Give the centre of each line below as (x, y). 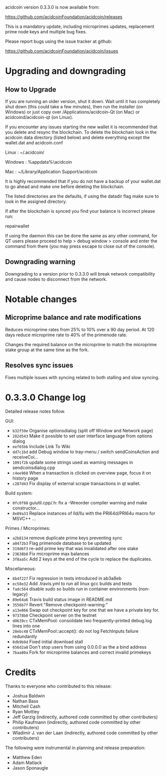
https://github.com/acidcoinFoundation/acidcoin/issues (62, 51)
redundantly (25, 636)
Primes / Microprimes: (28, 528)
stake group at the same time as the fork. (47, 350)
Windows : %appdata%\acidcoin (39, 162)
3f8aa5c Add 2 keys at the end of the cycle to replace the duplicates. (82, 559)
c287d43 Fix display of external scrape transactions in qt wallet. (76, 483)
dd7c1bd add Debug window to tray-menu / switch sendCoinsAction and (85, 452)
